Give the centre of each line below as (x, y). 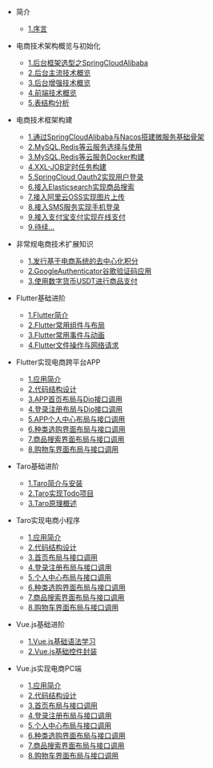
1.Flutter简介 (48, 315)
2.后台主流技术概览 (59, 73)
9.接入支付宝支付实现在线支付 (76, 217)
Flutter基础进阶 (41, 298)
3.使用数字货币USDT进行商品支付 (83, 281)
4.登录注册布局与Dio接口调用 (75, 409)
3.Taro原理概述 (52, 503)
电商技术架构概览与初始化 (58, 46)
